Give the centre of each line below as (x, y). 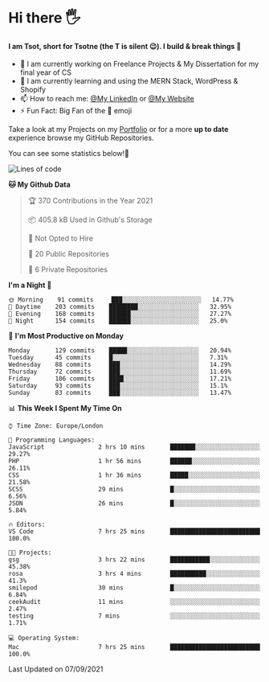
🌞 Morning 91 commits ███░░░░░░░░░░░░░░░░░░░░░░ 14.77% (121, 300)
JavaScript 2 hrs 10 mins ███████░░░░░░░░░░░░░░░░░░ (134, 447)
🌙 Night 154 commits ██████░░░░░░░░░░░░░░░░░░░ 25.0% (118, 321)
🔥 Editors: (27, 525)
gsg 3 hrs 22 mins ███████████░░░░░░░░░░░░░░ (134, 560)
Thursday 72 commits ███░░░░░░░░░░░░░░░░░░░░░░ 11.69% (120, 372)
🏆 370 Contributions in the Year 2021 (90, 201)
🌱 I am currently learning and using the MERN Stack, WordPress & (129, 81)
